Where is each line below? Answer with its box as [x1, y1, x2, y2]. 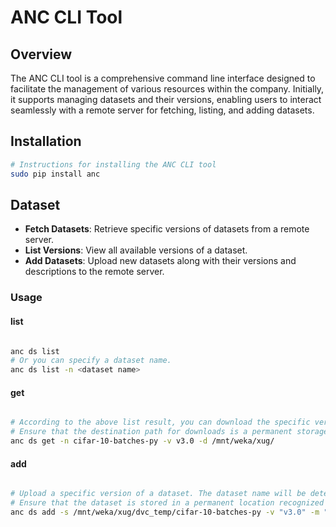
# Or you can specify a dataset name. [10, 356, 172, 366]
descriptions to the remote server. [24, 266, 165, 278]
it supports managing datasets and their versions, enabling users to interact [10, 94, 322, 105]
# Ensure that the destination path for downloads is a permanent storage [10, 427, 329, 437]
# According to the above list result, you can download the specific [10, 417, 311, 428]
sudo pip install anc [10, 169, 101, 179]
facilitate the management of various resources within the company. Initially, [10, 83, 325, 95]
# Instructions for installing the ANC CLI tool [10, 159, 217, 170]
